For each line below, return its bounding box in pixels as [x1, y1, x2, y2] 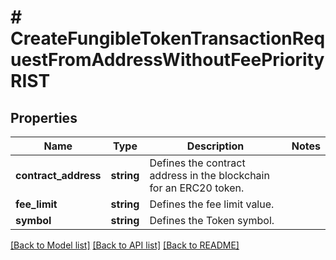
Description [186, 139, 245, 153]
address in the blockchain [149, 169, 270, 182]
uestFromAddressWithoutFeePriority [10, 49, 325, 71]
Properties [10, 109, 78, 126]
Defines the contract [149, 156, 246, 170]
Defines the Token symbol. [149, 214, 275, 227]
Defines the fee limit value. [149, 197, 275, 211]
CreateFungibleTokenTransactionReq [10, 27, 326, 50]
